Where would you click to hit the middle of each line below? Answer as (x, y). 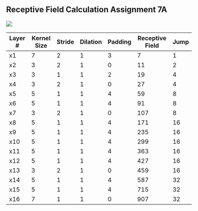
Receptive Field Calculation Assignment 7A (87, 10)
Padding (119, 42)
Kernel (41, 38)
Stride (66, 42)
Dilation (91, 42)
